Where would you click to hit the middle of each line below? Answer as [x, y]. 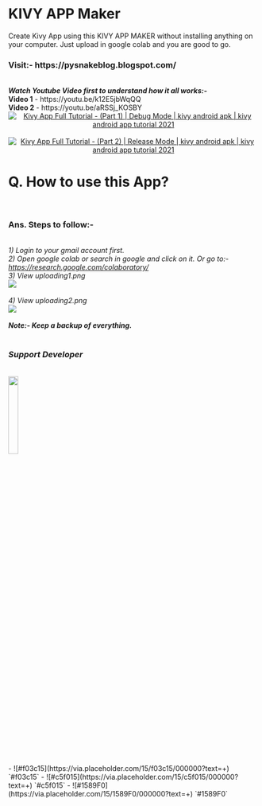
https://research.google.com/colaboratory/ [79, 267]
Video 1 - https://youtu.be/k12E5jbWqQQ [75, 99]
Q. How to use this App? [89, 182]
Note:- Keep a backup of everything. [70, 325]
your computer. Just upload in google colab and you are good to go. [119, 44]
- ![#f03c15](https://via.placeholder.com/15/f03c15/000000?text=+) [119, 768]
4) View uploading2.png [48, 301]
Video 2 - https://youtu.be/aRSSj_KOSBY [75, 107]
